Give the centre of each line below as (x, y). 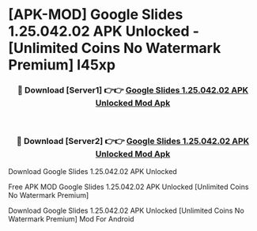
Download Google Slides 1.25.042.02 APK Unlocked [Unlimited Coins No (127, 210)
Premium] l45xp (62, 65)
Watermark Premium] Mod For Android (71, 218)
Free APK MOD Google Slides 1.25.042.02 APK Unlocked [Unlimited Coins (128, 187)
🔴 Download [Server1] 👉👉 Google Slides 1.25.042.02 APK (133, 90)
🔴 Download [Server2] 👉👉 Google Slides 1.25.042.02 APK (133, 142)
